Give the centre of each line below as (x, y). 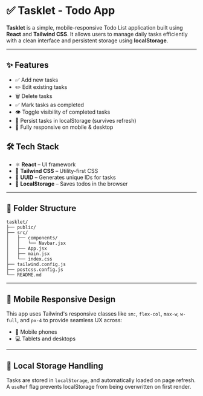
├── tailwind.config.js (36, 265)
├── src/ (17, 233)
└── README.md (24, 275)
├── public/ (21, 227)
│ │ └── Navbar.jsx (36, 243)
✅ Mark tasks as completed (50, 105)
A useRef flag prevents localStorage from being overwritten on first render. (99, 387)
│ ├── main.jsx (28, 254)
